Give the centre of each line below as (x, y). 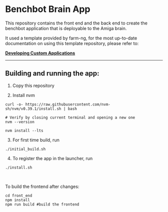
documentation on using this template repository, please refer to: (72, 43)
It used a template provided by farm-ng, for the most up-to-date (71, 38)
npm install (17, 200)
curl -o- (14, 104)
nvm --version (20, 122)
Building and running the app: (52, 73)
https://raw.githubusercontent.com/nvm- (68, 104)
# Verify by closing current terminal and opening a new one (70, 117)
